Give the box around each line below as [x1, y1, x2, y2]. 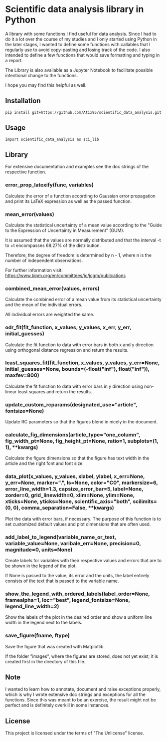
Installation [5, 97, 41, 105]
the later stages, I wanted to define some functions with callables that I [5, 41, 151, 47]
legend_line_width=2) [5, 603, 59, 610]
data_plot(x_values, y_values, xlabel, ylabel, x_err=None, [5, 473, 145, 480]
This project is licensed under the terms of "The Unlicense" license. [5, 730, 145, 736]
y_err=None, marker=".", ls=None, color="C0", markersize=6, [5, 479, 158, 486]
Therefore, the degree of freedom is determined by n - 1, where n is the [5, 252, 152, 258]
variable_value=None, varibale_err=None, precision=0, [5, 540, 141, 547]
